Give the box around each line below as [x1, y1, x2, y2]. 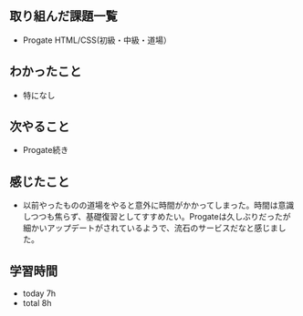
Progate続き [22, 145, 69, 156]
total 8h [22, 298, 52, 309]
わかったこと [9, 64, 82, 79]
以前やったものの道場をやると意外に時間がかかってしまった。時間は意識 [22, 199, 295, 211]
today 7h [22, 288, 57, 299]
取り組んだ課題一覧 [9, 8, 118, 25]
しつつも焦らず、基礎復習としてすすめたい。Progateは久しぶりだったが [22, 211, 291, 222]
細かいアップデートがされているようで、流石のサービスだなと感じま [22, 222, 278, 234]
